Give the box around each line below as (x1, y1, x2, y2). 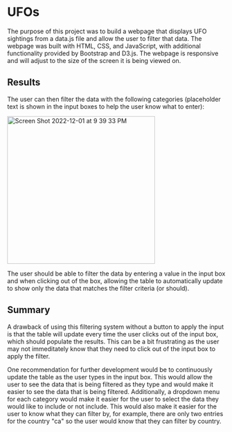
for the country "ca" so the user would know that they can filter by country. (7, 417, 222, 425)
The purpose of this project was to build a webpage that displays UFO (7, 27, 207, 35)
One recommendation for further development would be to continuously (7, 365, 213, 374)
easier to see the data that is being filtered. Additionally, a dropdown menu (7, 387, 220, 395)
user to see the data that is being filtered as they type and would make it (7, 380, 213, 388)
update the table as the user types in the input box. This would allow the (7, 372, 213, 381)
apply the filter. (7, 352, 51, 360)
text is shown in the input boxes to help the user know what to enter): (7, 102, 204, 111)
